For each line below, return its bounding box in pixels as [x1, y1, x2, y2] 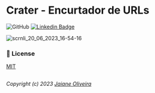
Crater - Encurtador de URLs [6, 4, 150, 17]
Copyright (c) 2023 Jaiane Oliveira [6, 80, 92, 87]
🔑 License [6, 49, 35, 57]
